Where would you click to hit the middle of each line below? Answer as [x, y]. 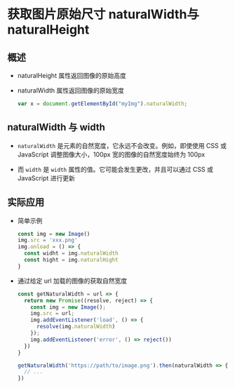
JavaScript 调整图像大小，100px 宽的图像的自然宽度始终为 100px [111, 154]
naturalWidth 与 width [56, 127]
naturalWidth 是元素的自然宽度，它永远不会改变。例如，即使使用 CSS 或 [122, 145]
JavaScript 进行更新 [46, 178]
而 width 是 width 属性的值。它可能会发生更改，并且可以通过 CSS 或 [115, 169]
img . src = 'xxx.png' [47, 240]
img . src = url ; [53, 314]
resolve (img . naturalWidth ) [76, 327]
